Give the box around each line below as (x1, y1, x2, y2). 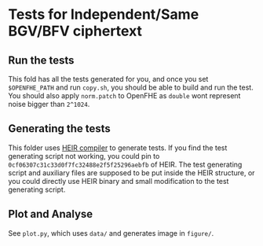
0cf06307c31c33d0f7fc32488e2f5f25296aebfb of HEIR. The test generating (8, 160, 243, 169)
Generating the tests (8, 122, 111, 135)
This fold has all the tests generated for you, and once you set (8, 75, 209, 83)
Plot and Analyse (8, 207, 93, 221)
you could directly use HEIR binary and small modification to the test (8, 176, 229, 185)
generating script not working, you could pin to (8, 151, 160, 160)
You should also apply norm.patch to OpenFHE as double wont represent (8, 91, 241, 100)
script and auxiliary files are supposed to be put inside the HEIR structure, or (8, 167, 255, 178)
